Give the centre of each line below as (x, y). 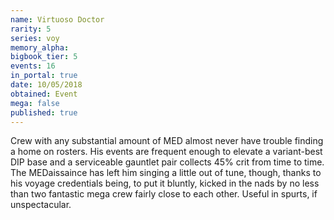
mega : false (35, 103)
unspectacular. (41, 205)
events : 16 (33, 66)
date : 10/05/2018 (46, 85)
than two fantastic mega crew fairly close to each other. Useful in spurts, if (164, 194)
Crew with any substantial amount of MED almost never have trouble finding (167, 141)
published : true (44, 112)
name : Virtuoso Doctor (57, 19)
